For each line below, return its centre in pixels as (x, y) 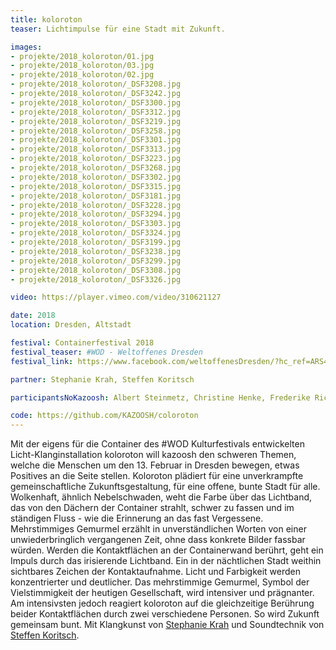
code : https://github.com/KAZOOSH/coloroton (104, 416)
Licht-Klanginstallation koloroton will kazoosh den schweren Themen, (153, 455)
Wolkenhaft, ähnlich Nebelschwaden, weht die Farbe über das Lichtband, (161, 497)
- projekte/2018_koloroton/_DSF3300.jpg (96, 102)
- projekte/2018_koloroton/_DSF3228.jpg (96, 205)
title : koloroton (46, 19)
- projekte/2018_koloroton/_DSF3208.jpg (96, 84)
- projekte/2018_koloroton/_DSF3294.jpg (96, 214)
